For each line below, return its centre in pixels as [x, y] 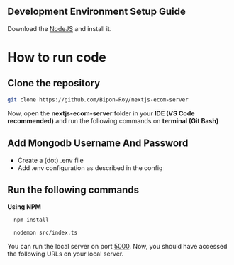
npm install [32, 220]
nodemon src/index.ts [46, 233]
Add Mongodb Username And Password [98, 143]
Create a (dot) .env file [50, 160]
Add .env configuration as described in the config [90, 168]
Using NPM [24, 207]
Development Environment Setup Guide [96, 12]
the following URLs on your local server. [66, 254]
